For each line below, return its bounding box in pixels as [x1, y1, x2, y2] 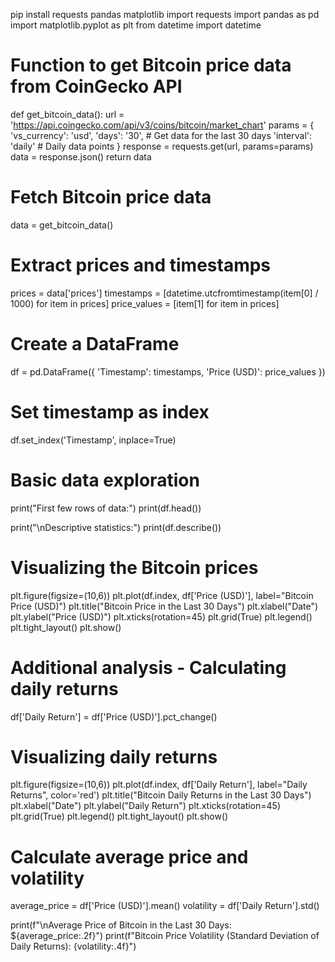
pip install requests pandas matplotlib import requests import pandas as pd [10, 9, 320, 20]
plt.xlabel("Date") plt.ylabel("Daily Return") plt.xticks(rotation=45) [10, 800, 281, 812]
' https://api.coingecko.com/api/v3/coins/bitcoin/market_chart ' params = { [10, 119, 315, 131]
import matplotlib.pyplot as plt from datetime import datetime [10, 19, 262, 31]
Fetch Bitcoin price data [10, 186, 212, 209]
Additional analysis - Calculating [10, 656, 287, 679]
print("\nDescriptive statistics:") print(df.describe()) [10, 521, 222, 533]
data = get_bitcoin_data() [10, 219, 114, 231]
